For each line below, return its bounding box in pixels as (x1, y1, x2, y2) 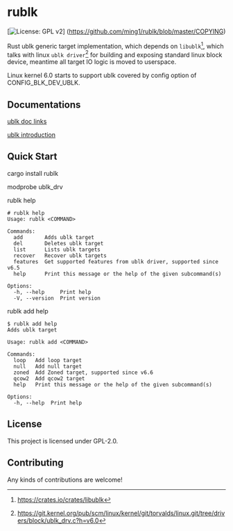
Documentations (7, 99, 81, 111)
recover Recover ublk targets (13, 252, 107, 259)
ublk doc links (7, 117, 47, 126)
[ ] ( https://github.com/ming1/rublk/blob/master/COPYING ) (7, 27, 226, 35)
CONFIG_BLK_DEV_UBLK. (7, 79, 80, 87)
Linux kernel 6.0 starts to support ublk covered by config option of (7, 71, 197, 80)
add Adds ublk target (13, 234, 95, 240)
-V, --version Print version (13, 295, 101, 302)
